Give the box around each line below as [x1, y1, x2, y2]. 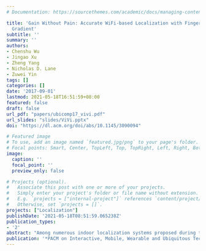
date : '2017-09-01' [6, 88, 56, 95]
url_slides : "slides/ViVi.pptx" [6, 117, 89, 123]
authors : [6, 43, 29, 49]
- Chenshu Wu [6, 48, 40, 55]
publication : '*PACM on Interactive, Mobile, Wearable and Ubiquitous [6, 236, 191, 242]
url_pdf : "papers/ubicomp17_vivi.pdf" [6, 111, 105, 117]
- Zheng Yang [6, 59, 40, 66]
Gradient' [12, 26, 37, 32]
